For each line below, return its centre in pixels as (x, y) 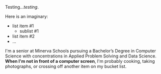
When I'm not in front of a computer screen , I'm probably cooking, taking (80, 61)
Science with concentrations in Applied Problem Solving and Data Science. (81, 56)
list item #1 (23, 26)
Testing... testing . (22, 7)
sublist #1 (29, 31)
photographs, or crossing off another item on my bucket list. (66, 66)
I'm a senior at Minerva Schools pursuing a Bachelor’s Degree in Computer (80, 51)
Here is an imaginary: (27, 16)
